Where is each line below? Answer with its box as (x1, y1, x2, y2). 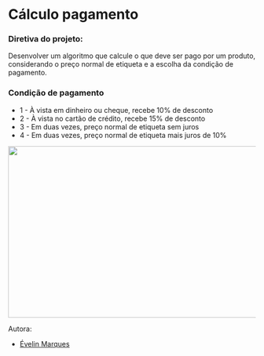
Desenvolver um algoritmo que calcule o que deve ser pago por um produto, (8, 51, 256, 60)
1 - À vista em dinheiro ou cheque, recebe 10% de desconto (19, 105, 214, 114)
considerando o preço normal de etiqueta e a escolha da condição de (8, 60, 234, 69)
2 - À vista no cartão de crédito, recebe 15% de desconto (19, 114, 206, 123)
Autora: (8, 324, 32, 333)
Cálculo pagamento (8, 5, 139, 24)
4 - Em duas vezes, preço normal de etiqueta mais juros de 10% (19, 130, 227, 140)
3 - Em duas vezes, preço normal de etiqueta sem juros (19, 122, 200, 131)
